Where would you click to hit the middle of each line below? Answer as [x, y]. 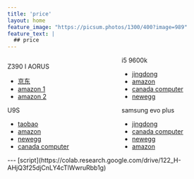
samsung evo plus [148, 110]
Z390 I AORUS [28, 67]
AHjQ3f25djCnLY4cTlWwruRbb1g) [57, 168]
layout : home [26, 21]
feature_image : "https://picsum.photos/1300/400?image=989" [98, 27]
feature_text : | [31, 34]
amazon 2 [32, 97]
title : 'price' [30, 14]
